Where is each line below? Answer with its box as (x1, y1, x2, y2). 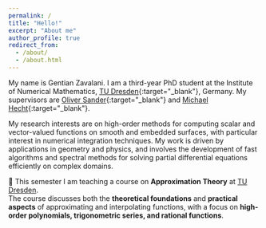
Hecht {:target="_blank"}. (8, 103, 90, 112)
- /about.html (15, 57, 62, 65)
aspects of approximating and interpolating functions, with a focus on (8, 202, 238, 211)
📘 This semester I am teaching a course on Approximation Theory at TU (8, 176, 248, 186)
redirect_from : (8, 41, 59, 49)
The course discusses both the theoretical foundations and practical (8, 193, 238, 203)
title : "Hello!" (8, 19, 62, 27)
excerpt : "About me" (8, 26, 77, 34)
